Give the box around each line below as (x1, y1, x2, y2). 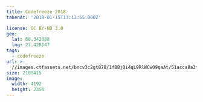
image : (6, 76, 23, 82)
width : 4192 (11, 81, 42, 87)
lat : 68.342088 (11, 37, 50, 43)
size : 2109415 (6, 70, 42, 76)
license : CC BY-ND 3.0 (6, 25, 63, 31)
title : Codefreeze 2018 (6, 8, 66, 15)
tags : (6, 47, 20, 54)
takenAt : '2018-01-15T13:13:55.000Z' (6, 14, 101, 20)
